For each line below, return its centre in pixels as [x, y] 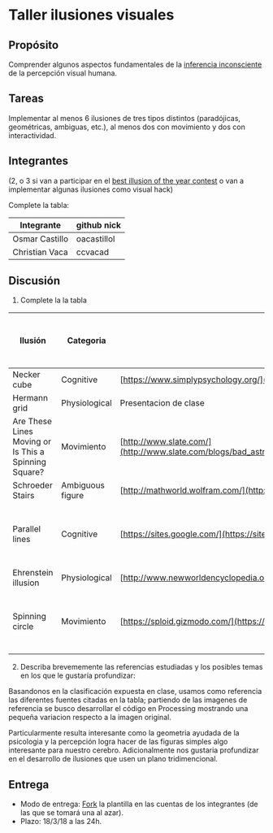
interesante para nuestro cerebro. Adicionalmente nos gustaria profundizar [134, 750]
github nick [99, 225]
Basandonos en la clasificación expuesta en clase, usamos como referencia [135, 692]
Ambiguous [83, 485]
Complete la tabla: [39, 205]
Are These [32, 422]
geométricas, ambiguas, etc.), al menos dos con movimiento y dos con [127, 127]
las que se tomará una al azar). [72, 813]
